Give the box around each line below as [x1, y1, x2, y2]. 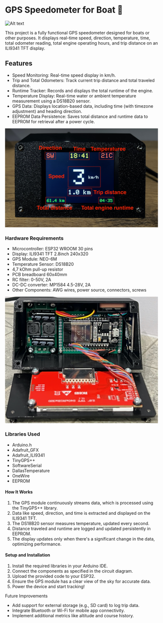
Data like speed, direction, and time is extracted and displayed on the [12, 510, 150, 516]
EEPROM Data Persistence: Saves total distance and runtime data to [12, 114, 148, 119]
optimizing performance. [12, 541, 62, 547]
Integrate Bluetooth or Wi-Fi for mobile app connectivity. [12, 607, 125, 613]
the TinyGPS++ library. [12, 505, 58, 511]
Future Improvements [5, 593, 48, 599]
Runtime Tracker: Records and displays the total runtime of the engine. [12, 87, 154, 94]
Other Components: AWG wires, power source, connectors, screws [12, 287, 147, 293]
